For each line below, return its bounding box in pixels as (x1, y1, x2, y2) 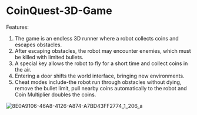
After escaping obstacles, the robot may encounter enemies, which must (14, 47, 191, 54)
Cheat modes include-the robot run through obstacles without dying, (14, 78, 182, 86)
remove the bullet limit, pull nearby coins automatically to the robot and (14, 84, 187, 92)
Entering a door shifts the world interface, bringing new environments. (14, 72, 185, 79)
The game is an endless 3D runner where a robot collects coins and (14, 35, 179, 42)
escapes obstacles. (14, 41, 62, 48)
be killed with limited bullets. (14, 53, 84, 60)
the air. (14, 66, 32, 73)
